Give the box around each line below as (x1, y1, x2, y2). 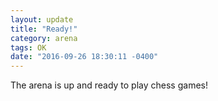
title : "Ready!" (10, 24, 78, 34)
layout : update (10, 14, 74, 25)
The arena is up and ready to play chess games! (10, 79, 208, 91)
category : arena (10, 33, 78, 43)
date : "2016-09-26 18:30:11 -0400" (10, 52, 159, 62)
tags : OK (10, 42, 47, 53)
